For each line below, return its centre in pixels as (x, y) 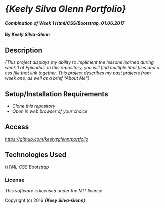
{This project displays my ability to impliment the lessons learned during (79, 62)
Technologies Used (36, 155)
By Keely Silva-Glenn (28, 35)
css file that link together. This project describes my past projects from (78, 73)
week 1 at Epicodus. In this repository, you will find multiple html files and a (82, 68)
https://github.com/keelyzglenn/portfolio (47, 139)
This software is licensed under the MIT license (54, 190)
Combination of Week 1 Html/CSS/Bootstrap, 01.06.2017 (65, 23)
